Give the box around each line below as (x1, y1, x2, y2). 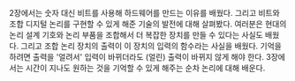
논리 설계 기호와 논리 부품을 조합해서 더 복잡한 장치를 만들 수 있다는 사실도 (9, 30, 263, 40)
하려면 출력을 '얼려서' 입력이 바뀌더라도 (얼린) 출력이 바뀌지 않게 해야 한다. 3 (9, 52, 271, 62)
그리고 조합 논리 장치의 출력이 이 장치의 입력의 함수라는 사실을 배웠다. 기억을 (20, 40, 283, 51)
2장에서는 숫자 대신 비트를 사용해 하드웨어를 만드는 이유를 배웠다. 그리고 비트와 (9, 8, 280, 18)
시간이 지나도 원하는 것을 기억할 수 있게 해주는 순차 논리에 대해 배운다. (25, 63, 266, 73)
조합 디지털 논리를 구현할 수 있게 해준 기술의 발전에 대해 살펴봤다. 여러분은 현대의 (9, 18, 287, 29)
